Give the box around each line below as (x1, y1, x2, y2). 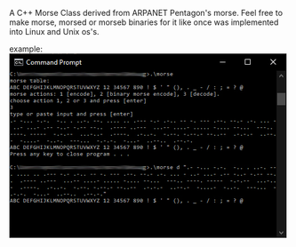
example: (9, 44, 43, 54)
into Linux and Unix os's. (9, 27, 100, 36)
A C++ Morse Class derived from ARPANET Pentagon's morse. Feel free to (9, 8, 283, 18)
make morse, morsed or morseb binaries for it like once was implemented (9, 17, 279, 28)
